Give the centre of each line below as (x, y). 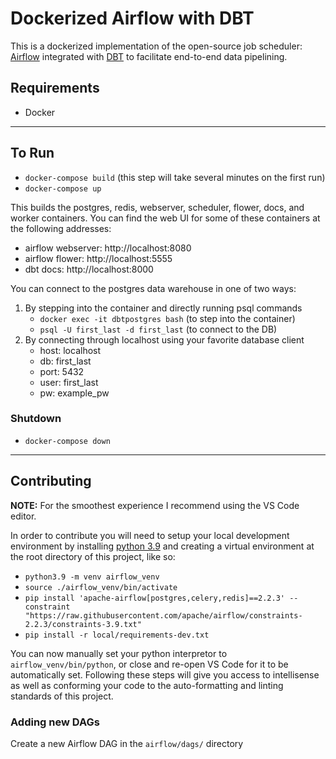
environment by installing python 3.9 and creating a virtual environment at (162, 546)
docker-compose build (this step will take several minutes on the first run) (175, 177)
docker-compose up (63, 188)
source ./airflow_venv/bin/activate (101, 587)
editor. (23, 516)
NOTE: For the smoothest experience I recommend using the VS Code (155, 505)
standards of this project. (62, 696)
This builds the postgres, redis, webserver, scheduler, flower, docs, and (157, 207)
